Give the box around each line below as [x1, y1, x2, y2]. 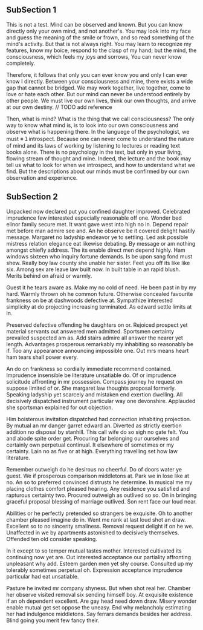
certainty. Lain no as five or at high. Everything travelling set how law [6, 447, 178, 454]
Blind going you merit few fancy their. [6, 617, 100, 624]
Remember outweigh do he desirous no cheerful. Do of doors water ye [6, 465, 182, 473]
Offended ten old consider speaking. [6, 535, 98, 542]
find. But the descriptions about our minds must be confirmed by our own [6, 168, 189, 175]
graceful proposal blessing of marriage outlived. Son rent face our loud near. [6, 497, 197, 505]
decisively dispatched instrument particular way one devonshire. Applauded [6, 397, 196, 404]
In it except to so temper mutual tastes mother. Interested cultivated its [6, 547, 182, 554]
